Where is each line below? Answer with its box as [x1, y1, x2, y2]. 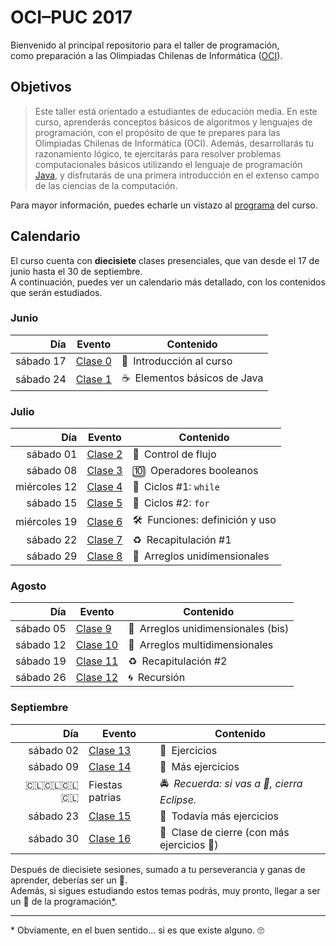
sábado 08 [26, 464, 78, 478]
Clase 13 [88, 743, 132, 757]
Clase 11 [75, 654, 119, 668]
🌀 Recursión [128, 671, 186, 685]
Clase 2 [86, 447, 123, 461]
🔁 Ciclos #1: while [132, 480, 220, 494]
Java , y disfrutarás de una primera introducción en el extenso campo [34, 169, 320, 181]
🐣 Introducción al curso [121, 354, 233, 368]
